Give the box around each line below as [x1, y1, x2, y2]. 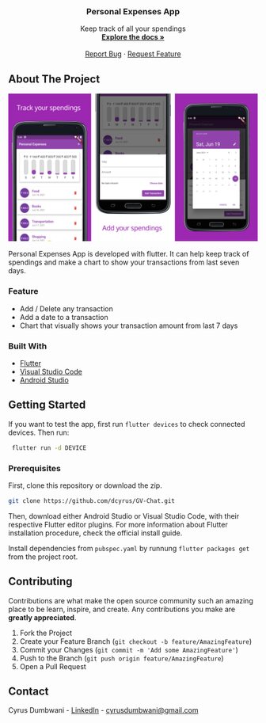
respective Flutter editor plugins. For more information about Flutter [8, 519, 228, 529]
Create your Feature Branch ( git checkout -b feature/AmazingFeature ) [19, 636, 253, 646]
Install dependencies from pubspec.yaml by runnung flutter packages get [8, 543, 250, 553]
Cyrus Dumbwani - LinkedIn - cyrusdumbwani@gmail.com [8, 706, 199, 715]
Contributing [8, 575, 73, 588]
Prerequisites [8, 462, 61, 474]
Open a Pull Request [19, 661, 87, 671]
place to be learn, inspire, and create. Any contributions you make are [8, 604, 236, 614]
